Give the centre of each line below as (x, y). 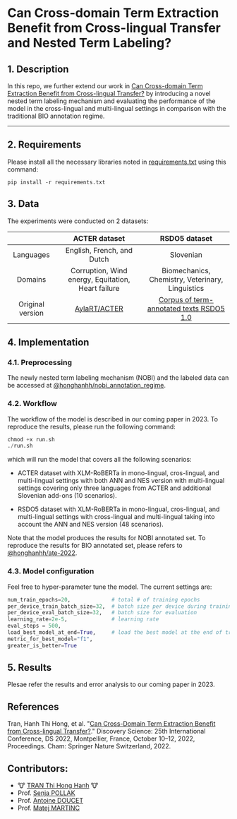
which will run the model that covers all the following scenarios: (99, 460)
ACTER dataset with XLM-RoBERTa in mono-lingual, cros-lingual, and (119, 473)
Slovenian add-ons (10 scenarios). (67, 496)
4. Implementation (48, 343)
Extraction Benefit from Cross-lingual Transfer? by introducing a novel (109, 94)
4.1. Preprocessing (40, 362)
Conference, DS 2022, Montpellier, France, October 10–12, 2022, (101, 739)
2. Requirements (44, 145)
